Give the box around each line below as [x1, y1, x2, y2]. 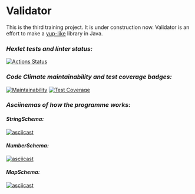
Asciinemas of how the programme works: [6, 101, 131, 109]
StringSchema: [6, 116, 44, 123]
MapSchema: [6, 169, 40, 176]
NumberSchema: [6, 142, 49, 149]
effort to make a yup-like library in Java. [6, 29, 103, 37]
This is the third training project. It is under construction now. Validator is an [6, 24, 190, 31]
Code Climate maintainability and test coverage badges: [6, 73, 173, 81]
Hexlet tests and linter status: [6, 44, 93, 52]
